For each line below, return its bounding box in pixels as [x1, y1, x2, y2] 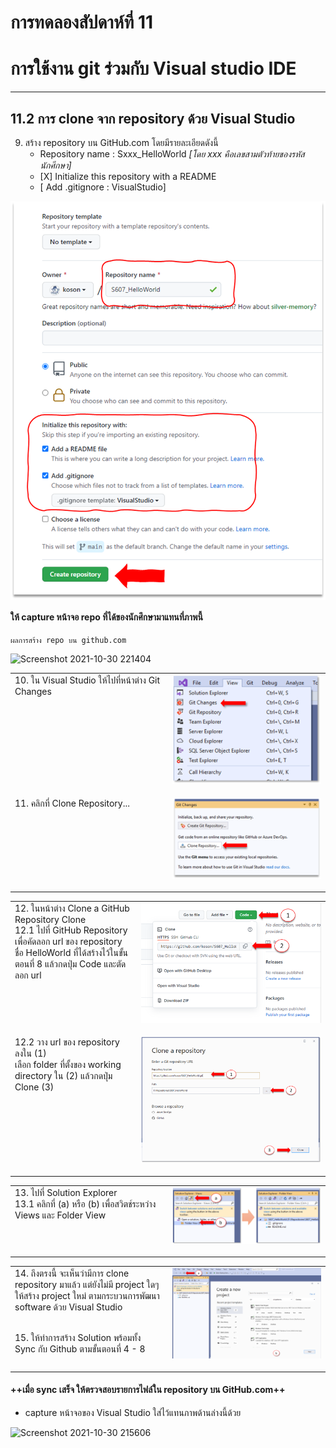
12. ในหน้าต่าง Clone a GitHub [14, 902, 130, 914]
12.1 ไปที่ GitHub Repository [14, 924, 128, 936]
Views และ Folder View [14, 1209, 107, 1221]
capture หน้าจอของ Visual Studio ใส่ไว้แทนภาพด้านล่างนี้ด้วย [24, 1406, 242, 1418]
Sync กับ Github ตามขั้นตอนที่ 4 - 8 [14, 1342, 146, 1355]
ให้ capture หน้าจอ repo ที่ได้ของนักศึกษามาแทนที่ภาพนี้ [10, 611, 203, 623]
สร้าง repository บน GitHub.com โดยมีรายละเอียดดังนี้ [24, 136, 219, 148]
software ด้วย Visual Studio [14, 1301, 123, 1313]
